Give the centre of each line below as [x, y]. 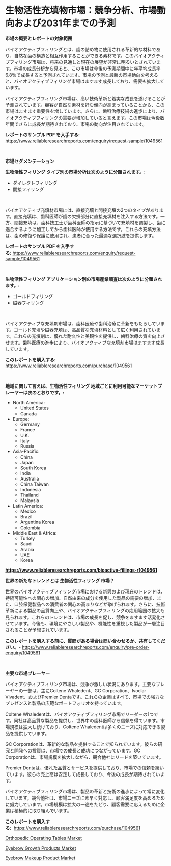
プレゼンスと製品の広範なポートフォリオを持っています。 [65, 703]
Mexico [28, 511]
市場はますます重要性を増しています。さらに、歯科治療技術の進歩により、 [83, 111]
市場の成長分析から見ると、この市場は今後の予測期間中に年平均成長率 [87, 68]
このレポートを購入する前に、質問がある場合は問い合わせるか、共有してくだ [85, 641]
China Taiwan [35, 484]
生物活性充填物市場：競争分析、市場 [81, 10]
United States [35, 408]
